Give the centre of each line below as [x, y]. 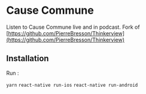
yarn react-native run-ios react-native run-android [72, 85]
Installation [28, 58]
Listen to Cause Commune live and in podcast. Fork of [73, 27]
